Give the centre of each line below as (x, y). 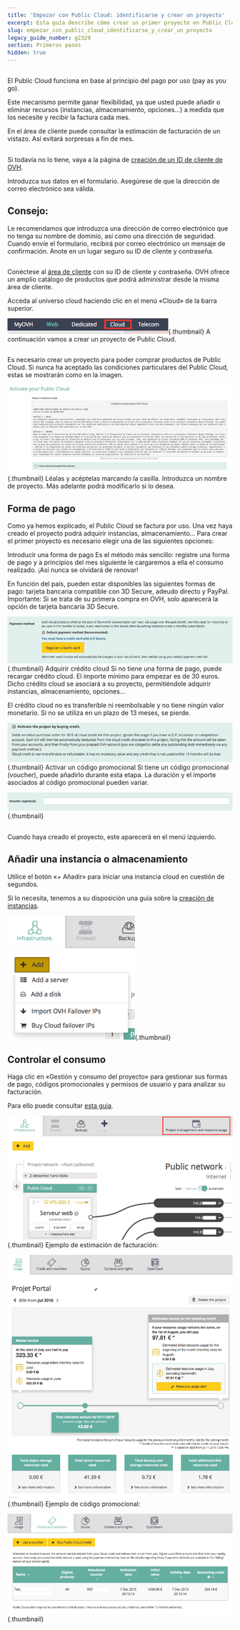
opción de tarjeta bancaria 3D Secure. (64, 606)
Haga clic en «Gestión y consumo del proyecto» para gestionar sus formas (117, 1077)
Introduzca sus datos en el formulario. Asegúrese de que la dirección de (114, 181)
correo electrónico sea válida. (51, 189)
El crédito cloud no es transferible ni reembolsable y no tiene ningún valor (116, 705)
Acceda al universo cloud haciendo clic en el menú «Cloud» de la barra (112, 301)
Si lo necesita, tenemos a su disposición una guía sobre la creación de (111, 898)
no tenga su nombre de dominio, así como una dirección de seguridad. (111, 236)
